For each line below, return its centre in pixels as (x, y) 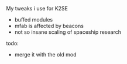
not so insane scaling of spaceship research (68, 32)
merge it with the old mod (45, 54)
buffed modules (34, 19)
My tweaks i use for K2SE (37, 8)
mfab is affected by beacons (49, 26)
